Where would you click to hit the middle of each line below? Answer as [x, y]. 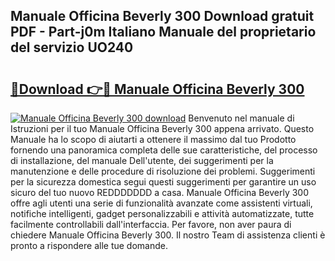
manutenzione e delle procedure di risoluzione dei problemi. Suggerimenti [163, 171]
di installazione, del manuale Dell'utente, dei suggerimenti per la [142, 160]
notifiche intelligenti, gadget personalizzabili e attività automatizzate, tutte [162, 213]
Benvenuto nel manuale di [241, 118]
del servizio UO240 [72, 47]
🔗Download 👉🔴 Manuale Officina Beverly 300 [157, 89]
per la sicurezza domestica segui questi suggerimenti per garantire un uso [163, 182]
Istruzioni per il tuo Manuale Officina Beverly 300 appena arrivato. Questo [162, 128]
